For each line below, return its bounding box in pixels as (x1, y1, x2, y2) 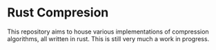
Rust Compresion (7, 5, 109, 21)
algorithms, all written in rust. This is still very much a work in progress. (7, 34, 210, 42)
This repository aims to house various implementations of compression (7, 27, 209, 36)
